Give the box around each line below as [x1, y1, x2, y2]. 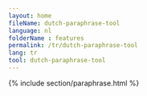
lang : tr [8, 49, 38, 57]
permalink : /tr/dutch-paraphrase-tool [8, 42, 138, 50]
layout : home [8, 11, 52, 20]
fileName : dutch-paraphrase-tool [8, 19, 120, 27]
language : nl [8, 26, 52, 34]
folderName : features [8, 34, 84, 42]
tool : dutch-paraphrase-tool [8, 57, 106, 65]
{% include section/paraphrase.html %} [8, 78, 140, 88]
